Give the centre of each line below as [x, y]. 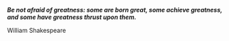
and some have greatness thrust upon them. [72, 17]
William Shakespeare [37, 30]
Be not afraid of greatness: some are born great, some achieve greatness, [115, 10]
